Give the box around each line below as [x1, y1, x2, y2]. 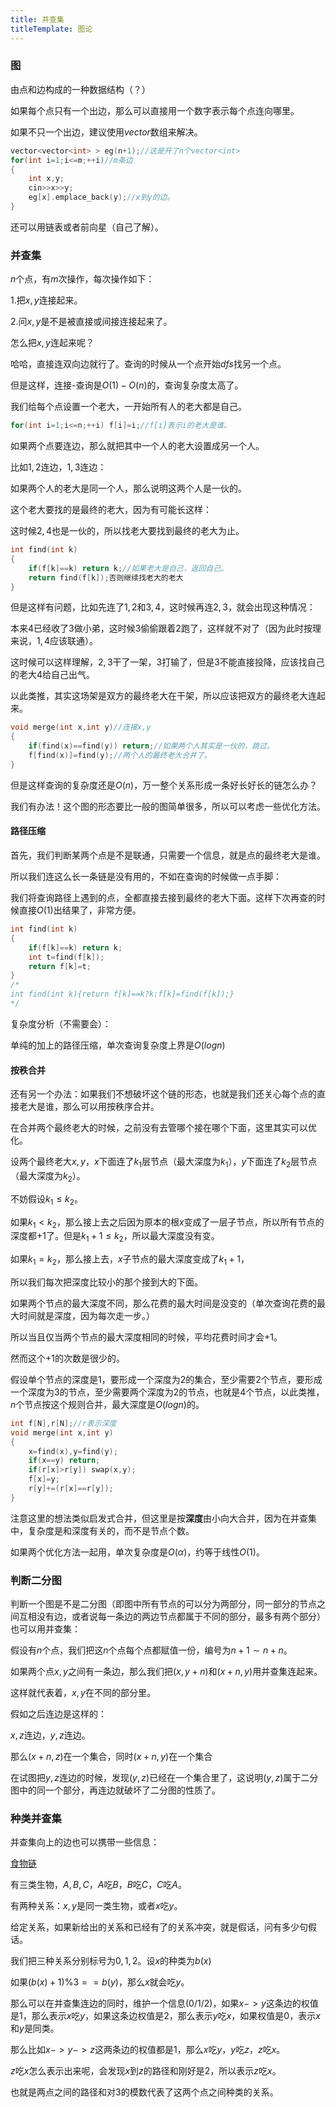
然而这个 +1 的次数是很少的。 [10, 1352, 125, 1364]
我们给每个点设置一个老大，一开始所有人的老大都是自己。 [10, 401, 247, 413]
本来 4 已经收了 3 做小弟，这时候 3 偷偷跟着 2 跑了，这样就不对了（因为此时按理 [10, 622, 322, 635]
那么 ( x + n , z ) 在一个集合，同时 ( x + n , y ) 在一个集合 [10, 1751, 213, 1763]
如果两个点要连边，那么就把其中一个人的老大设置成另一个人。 [10, 440, 265, 452]
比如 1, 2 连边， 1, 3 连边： [10, 461, 107, 473]
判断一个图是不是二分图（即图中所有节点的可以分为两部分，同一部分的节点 [10, 1598, 317, 1610]
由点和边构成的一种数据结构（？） [10, 83, 151, 95]
